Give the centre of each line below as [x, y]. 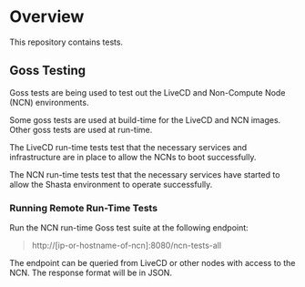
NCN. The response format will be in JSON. [91, 273]
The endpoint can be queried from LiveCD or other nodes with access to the [152, 263]
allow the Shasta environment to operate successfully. [111, 184]
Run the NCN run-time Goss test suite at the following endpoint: [129, 228]
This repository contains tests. [66, 42]
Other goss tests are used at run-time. [81, 129]
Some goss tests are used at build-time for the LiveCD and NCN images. [145, 119]
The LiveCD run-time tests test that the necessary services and [128, 147]
